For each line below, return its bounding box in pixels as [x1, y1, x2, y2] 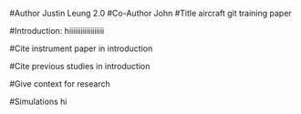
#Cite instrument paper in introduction [9, 43, 153, 54]
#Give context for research [9, 78, 111, 89]
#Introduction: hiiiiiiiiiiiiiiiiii [9, 26, 105, 36]
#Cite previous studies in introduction [9, 61, 150, 71]
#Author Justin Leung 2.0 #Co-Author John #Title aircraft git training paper [9, 8, 292, 18]
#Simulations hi [9, 96, 67, 107]
